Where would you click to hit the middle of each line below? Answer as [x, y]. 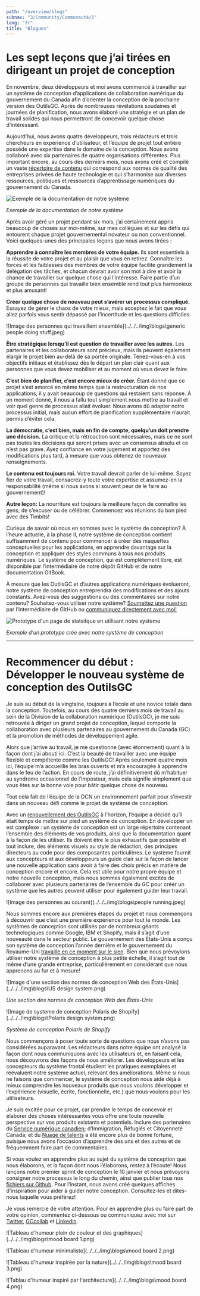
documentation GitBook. [36, 573]
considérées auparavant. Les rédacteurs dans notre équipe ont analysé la [96, 1048]
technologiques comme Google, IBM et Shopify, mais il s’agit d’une [88, 933]
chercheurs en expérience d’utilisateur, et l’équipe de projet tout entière [94, 143]
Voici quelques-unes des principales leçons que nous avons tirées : [89, 241]
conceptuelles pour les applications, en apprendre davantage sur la [89, 547]
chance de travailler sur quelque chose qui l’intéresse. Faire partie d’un [93, 278]
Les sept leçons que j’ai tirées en [88, 58]
